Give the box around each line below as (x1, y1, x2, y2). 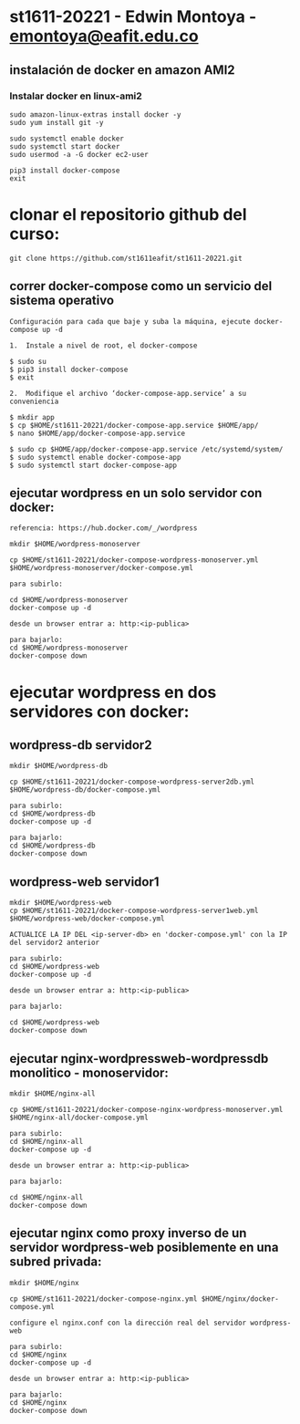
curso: (9, 223, 60, 244)
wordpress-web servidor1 (9, 874, 160, 889)
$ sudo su (9, 357, 47, 366)
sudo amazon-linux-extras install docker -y (9, 109, 181, 120)
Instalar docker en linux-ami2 (9, 89, 143, 102)
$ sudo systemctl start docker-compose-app (9, 461, 178, 470)
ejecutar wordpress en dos (9, 681, 217, 702)
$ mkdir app (9, 412, 55, 421)
